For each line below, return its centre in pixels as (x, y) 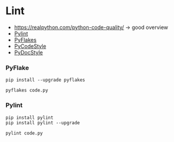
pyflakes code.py (27, 91)
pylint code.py (24, 133)
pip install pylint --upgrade (43, 122)
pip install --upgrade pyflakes (45, 80)
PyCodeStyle (30, 46)
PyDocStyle (28, 52)
